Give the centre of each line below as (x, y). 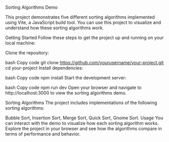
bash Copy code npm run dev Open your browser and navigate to (73, 87)
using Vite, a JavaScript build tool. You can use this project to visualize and (83, 22)
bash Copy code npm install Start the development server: (66, 78)
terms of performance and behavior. (43, 134)
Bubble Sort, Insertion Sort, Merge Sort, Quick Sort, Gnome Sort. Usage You (84, 118)
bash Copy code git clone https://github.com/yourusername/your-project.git (84, 62)
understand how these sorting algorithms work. (54, 28)
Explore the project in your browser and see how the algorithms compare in (84, 129)
